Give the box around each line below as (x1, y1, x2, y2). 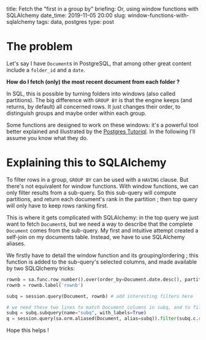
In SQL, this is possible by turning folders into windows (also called (6, 90, 176, 97)
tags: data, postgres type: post (36, 18, 115, 25)
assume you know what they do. (6, 134, 88, 141)
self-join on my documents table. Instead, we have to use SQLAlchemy (6, 233, 185, 240)
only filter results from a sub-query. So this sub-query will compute (6, 189, 177, 196)
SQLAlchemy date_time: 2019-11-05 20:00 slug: (6, 12, 127, 19)
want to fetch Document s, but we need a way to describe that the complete (6, 220, 193, 227)
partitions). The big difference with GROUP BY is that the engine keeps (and (6, 96, 193, 103)
